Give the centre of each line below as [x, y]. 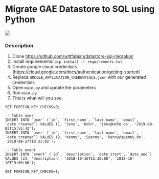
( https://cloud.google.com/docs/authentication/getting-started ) [76, 72]
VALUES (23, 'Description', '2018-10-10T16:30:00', [59, 159]
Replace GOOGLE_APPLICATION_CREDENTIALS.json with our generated [79, 77]
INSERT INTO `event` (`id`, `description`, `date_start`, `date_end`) [79, 154]
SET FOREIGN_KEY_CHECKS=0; [33, 107]
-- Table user [20, 116]
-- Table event [21, 150]
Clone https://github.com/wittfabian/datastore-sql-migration [73, 56]
